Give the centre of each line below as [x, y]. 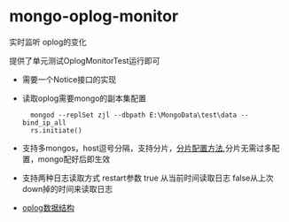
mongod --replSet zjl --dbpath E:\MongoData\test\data [134, 115]
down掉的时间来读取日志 [67, 188]
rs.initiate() [56, 130]
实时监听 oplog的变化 [48, 42]
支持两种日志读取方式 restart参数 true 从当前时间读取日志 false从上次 [148, 178]
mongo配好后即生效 [74, 159]
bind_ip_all [44, 122]
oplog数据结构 [48, 207]
